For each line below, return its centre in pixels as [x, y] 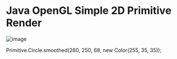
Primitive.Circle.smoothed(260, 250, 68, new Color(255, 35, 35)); [84, 50]
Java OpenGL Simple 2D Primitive [89, 11]
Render [24, 23]
